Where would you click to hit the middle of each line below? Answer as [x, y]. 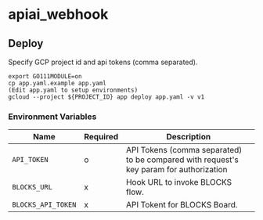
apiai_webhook [58, 14]
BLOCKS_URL [32, 187]
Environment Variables [52, 117]
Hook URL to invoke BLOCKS [179, 182]
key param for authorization [177, 170]
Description [189, 137]
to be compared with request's [182, 160]
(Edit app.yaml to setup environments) [73, 90]
